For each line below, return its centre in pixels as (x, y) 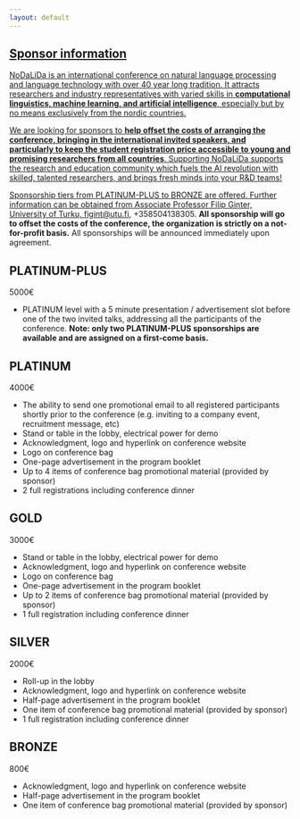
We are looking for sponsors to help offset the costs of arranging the (137, 130)
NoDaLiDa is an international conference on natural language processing (143, 75)
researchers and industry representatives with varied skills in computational (150, 94)
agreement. (30, 243)
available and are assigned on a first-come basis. (115, 338)
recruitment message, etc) (71, 424)
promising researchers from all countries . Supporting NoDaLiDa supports (146, 159)
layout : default (39, 17)
